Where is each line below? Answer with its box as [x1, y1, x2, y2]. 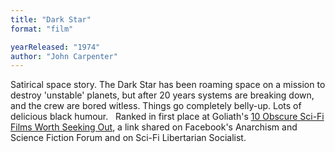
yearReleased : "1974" [10, 42, 101, 52]
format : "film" [10, 24, 74, 34]
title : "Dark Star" [10, 14, 92, 25]
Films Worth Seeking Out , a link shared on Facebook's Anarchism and [10, 121, 298, 133]
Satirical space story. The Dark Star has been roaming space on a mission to [10, 79, 326, 91]
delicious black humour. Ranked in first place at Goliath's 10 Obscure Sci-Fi [10, 111, 325, 123]
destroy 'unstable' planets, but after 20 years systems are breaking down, [10, 89, 315, 101]
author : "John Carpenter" [10, 51, 118, 61]
